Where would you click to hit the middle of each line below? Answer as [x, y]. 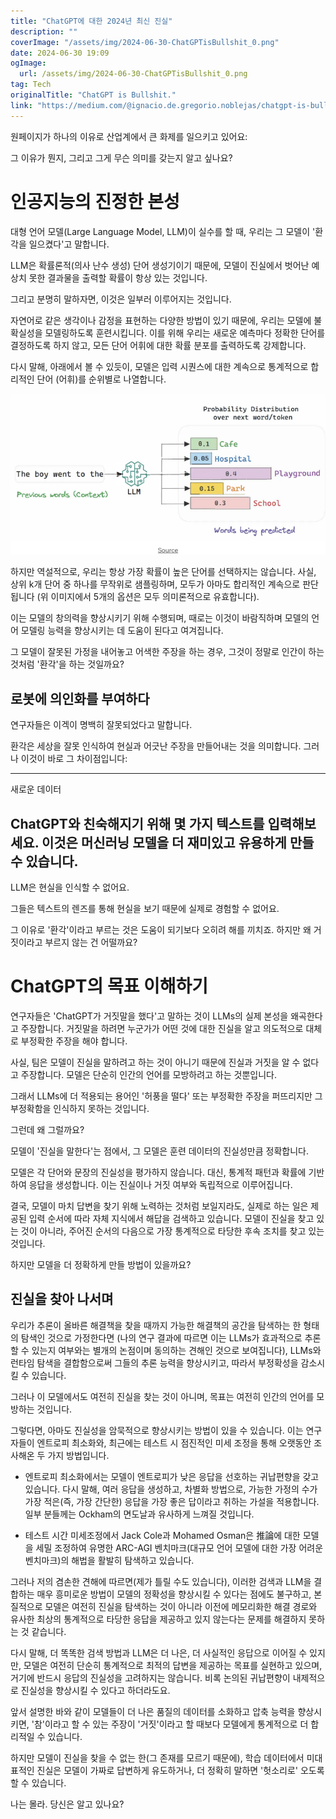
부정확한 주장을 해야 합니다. [74, 1041]
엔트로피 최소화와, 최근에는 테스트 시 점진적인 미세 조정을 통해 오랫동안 [174, 1442]
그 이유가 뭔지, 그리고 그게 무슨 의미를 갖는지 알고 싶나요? [121, 157]
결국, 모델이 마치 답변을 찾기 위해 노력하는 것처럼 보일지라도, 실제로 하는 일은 [159, 1206]
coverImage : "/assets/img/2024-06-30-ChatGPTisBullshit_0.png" [145, 42]
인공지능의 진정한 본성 [95, 201]
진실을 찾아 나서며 [62, 1299]
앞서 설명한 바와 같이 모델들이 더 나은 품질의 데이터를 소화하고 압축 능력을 [153, 1711]
